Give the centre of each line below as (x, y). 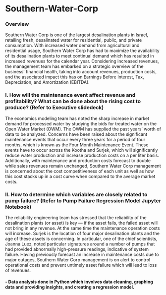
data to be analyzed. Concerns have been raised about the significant (76, 134)
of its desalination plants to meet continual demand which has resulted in (80, 56)
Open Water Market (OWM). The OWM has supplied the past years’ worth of (83, 129)
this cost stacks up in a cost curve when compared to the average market (80, 176)
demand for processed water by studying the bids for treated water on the (81, 123)
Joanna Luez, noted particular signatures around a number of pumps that (80, 244)
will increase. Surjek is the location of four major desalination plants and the (83, 234)
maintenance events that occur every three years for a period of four (75, 139)
